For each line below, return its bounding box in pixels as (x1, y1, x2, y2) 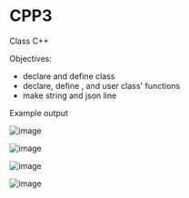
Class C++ (9, 35, 49, 46)
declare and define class (22, 70, 115, 82)
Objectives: (9, 53, 52, 64)
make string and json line (22, 90, 117, 101)
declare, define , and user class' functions (22, 80, 181, 91)
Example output (9, 107, 68, 118)
